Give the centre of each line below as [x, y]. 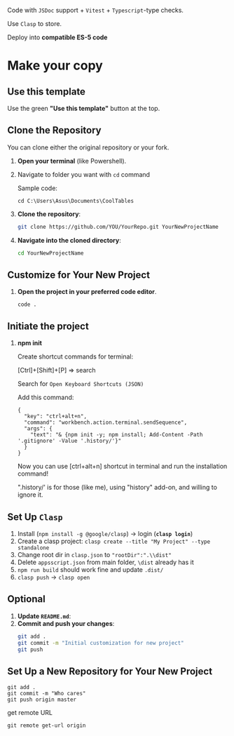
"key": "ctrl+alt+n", [56, 417]
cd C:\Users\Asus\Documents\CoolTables [76, 201]
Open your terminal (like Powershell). [72, 161]
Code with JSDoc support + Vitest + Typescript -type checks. [96, 10]
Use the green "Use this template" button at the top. [84, 108]
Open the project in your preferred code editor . [87, 292]
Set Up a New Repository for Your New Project [110, 671]
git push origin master [42, 700]
